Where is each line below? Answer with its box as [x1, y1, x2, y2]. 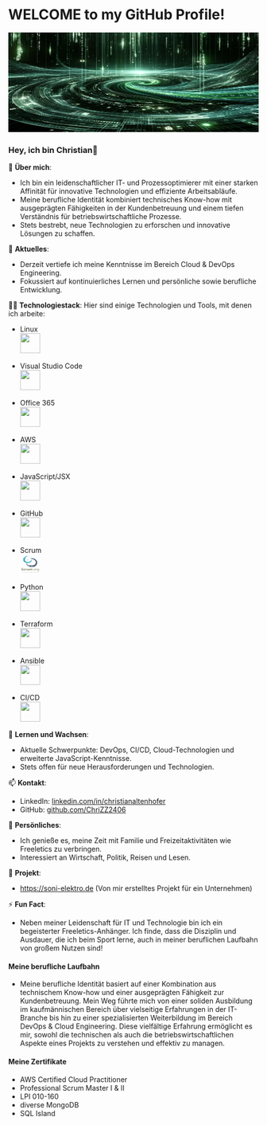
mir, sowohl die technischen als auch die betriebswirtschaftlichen [19, 1030, 234, 1040]
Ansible [19, 656, 45, 666]
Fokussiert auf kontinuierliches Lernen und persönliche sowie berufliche [19, 276, 257, 286]
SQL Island [19, 1108, 56, 1118]
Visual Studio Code [19, 361, 83, 371]
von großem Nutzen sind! [19, 943, 103, 953]
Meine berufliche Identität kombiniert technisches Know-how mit [19, 195, 233, 205]
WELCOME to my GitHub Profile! [8, 6, 225, 24]
